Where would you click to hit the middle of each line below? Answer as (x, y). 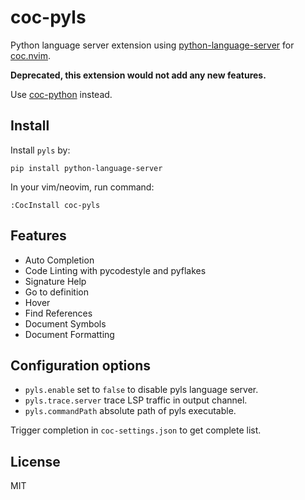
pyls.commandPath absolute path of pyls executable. (130, 411)
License (35, 461)
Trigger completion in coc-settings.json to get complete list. (136, 430)
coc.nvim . (31, 55)
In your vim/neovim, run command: (82, 187)
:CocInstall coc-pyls (55, 205)
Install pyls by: (40, 150)
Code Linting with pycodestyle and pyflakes (115, 270)
